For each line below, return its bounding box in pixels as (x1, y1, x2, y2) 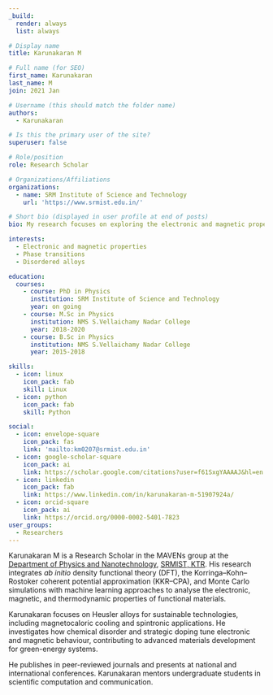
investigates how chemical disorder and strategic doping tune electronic (8, 627, 250, 636)
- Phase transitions (15, 250, 85, 258)
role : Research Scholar (8, 161, 89, 169)
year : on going (29, 302, 82, 311)
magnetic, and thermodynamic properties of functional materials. (8, 594, 227, 604)
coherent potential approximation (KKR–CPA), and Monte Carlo (40, 576, 250, 586)
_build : (8, 11, 35, 20)
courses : (15, 280, 45, 289)
